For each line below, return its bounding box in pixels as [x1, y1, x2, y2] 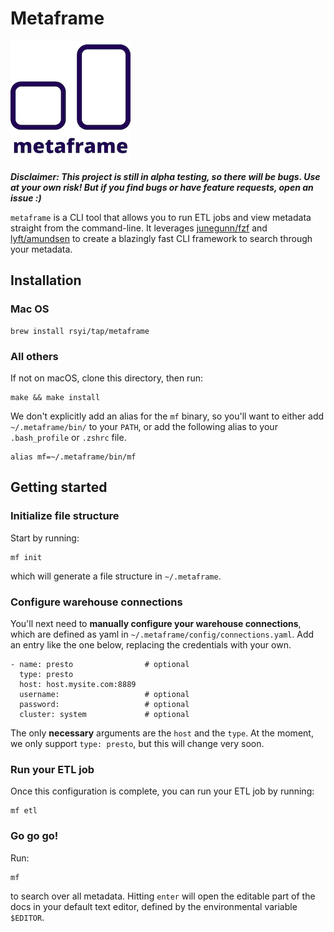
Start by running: [10, 532, 80, 544]
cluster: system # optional [19, 709, 190, 719]
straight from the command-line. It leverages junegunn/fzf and [10, 222, 268, 234]
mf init [10, 552, 43, 562]
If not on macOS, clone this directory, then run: [10, 372, 203, 384]
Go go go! [10, 829, 59, 843]
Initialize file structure [10, 509, 120, 523]
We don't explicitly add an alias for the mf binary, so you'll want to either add [10, 410, 325, 422]
